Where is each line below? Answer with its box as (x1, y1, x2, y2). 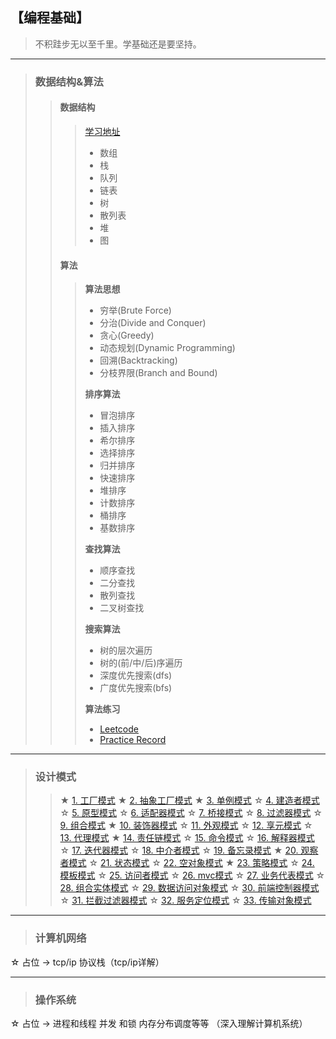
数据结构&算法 (34, 74, 104, 88)
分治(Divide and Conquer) (99, 317, 207, 329)
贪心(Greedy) (99, 329, 155, 342)
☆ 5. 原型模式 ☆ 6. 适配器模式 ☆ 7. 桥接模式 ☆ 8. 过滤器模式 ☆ (59, 807, 323, 819)
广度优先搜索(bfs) (99, 682, 173, 694)
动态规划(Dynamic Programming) (99, 342, 236, 354)
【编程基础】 (10, 9, 90, 27)
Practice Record (99, 734, 167, 746)
